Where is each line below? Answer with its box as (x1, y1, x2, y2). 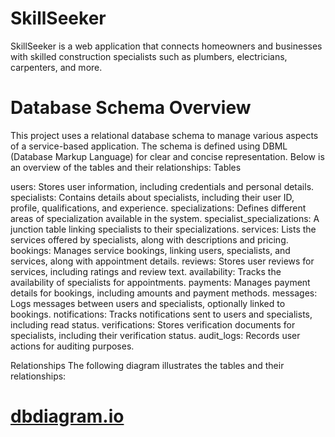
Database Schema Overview (10, 97, 252, 119)
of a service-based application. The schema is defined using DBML (10, 140, 288, 152)
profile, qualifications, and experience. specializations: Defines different (10, 202, 307, 214)
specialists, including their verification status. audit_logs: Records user (10, 329, 301, 341)
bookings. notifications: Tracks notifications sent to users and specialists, (10, 308, 313, 320)
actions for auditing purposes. (10, 340, 135, 352)
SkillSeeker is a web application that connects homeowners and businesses (10, 40, 323, 52)
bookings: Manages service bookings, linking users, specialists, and (10, 244, 291, 256)
